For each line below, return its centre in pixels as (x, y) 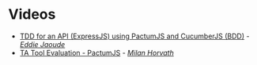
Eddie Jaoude (42, 44)
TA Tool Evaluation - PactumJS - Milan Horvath (96, 52)
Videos (32, 14)
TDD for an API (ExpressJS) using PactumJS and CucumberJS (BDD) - (134, 36)
